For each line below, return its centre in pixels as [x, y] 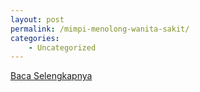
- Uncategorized [62, 47]
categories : [35, 38]
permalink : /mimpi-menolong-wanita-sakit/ [100, 29]
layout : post [37, 19]
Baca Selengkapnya [51, 76]
